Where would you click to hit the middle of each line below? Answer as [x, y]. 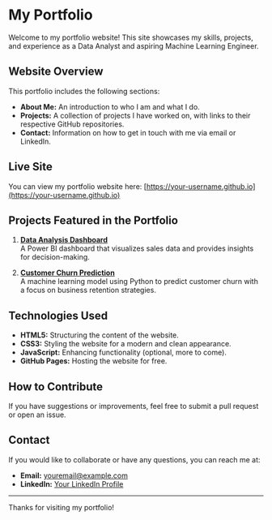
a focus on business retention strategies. [88, 290]
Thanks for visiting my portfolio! [62, 507]
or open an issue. [37, 415]
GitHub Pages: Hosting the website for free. [93, 361]
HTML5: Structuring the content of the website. [100, 335]
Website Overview [56, 72]
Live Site [30, 167]
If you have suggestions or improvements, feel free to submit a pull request [134, 406]
